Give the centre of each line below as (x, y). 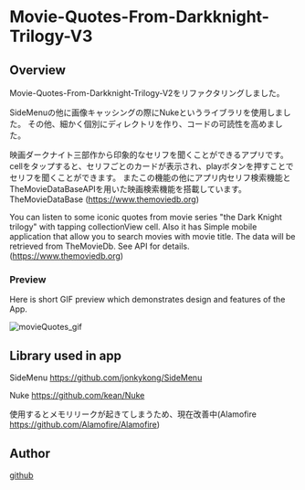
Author (30, 453)
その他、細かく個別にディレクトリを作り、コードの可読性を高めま (151, 124)
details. (176, 246)
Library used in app (65, 355)
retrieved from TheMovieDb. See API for (85, 246)
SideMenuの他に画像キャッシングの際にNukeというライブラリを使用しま (146, 112)
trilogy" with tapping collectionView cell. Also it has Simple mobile (133, 227)
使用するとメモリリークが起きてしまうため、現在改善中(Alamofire (133, 414)
